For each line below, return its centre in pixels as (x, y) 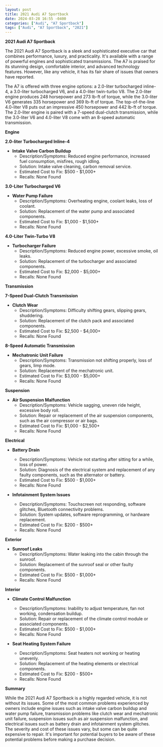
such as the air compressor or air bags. (59, 421)
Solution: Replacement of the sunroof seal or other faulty (76, 565)
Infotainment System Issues (41, 495)
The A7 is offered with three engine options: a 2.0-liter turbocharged (74, 86)
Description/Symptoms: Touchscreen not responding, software (82, 504)
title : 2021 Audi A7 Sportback (37, 14)
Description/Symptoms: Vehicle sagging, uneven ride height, (80, 405)
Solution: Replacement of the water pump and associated (77, 211)
